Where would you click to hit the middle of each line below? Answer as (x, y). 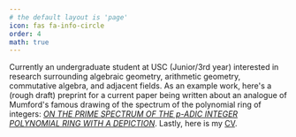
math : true (29, 42)
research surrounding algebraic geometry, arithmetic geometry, (125, 77)
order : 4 (25, 34)
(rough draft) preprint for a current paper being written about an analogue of (148, 95)
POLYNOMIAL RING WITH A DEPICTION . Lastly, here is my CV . (123, 124)
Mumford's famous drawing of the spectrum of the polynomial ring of (136, 105)
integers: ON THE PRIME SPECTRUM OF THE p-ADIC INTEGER (124, 114)
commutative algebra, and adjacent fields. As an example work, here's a (140, 86)
